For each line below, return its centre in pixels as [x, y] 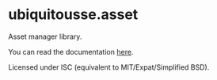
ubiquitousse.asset [73, 15]
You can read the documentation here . [71, 51]
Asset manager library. [45, 36]
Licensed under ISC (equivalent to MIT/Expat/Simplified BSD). [109, 67]
